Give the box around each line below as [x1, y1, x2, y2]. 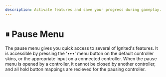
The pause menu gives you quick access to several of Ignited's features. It [5, 45, 158, 51]
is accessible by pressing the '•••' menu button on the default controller [5, 50, 154, 56]
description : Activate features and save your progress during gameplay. [5, 7, 162, 12]
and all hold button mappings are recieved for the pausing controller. [5, 66, 146, 72]
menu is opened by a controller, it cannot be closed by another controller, [5, 61, 156, 67]
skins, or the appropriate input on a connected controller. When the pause [5, 55, 157, 62]
